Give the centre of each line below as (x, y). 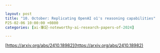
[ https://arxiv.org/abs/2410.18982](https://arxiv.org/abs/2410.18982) (74, 45)
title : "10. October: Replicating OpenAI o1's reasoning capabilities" (80, 18)
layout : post (19, 14)
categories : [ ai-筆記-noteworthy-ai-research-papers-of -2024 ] (70, 27)
